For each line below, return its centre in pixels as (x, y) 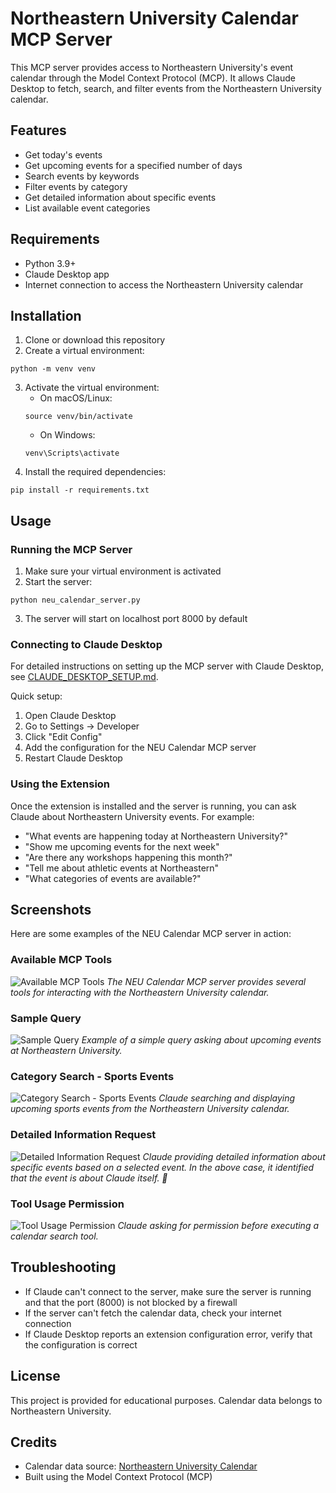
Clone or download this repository (95, 340)
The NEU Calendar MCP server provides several (206, 981)
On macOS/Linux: (76, 398)
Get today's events (63, 154)
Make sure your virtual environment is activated (123, 571)
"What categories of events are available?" (113, 878)
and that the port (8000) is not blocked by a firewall (131, 1302)
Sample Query (46, 1018)
